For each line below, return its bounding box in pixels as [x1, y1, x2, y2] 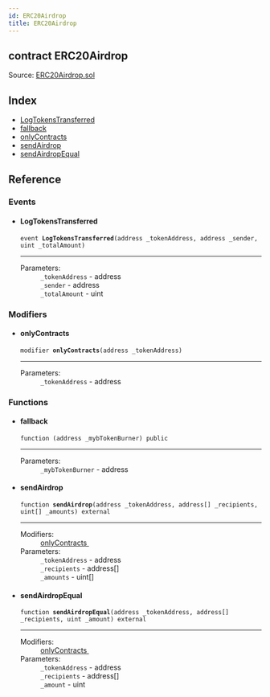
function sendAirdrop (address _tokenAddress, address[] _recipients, [19, 501, 259, 509]
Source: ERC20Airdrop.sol [8, 70, 95, 80]
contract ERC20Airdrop [8, 49, 129, 63]
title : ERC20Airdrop [8, 19, 78, 27]
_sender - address [39, 280, 100, 289]
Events [8, 196, 36, 207]
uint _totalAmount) [19, 241, 86, 249]
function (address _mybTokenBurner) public [19, 434, 169, 442]
